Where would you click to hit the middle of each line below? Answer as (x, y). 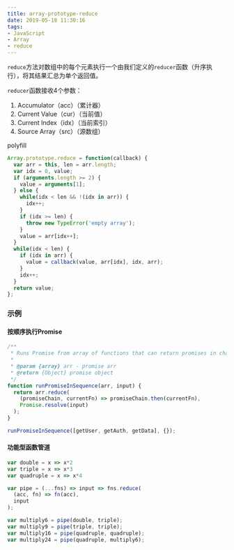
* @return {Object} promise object (62, 373)
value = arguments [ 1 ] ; (53, 184)
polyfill (17, 145)
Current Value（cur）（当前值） (62, 114)
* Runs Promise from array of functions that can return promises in (113, 353)
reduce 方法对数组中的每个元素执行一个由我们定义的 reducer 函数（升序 (107, 67)
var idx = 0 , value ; (43, 171)
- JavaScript (26, 33)
